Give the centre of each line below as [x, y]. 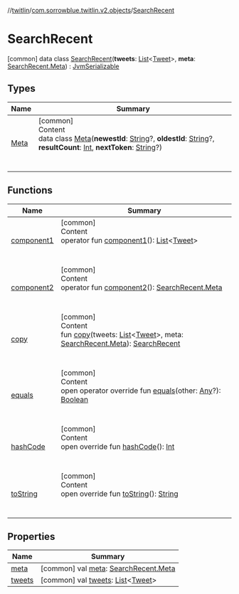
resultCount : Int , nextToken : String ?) [100, 147]
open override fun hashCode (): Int [117, 446]
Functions [30, 190]
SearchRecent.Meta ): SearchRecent [120, 343]
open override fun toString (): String [119, 494]
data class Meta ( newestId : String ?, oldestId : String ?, [126, 138]
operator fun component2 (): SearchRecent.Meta [141, 287]
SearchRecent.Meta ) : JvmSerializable [63, 66]
